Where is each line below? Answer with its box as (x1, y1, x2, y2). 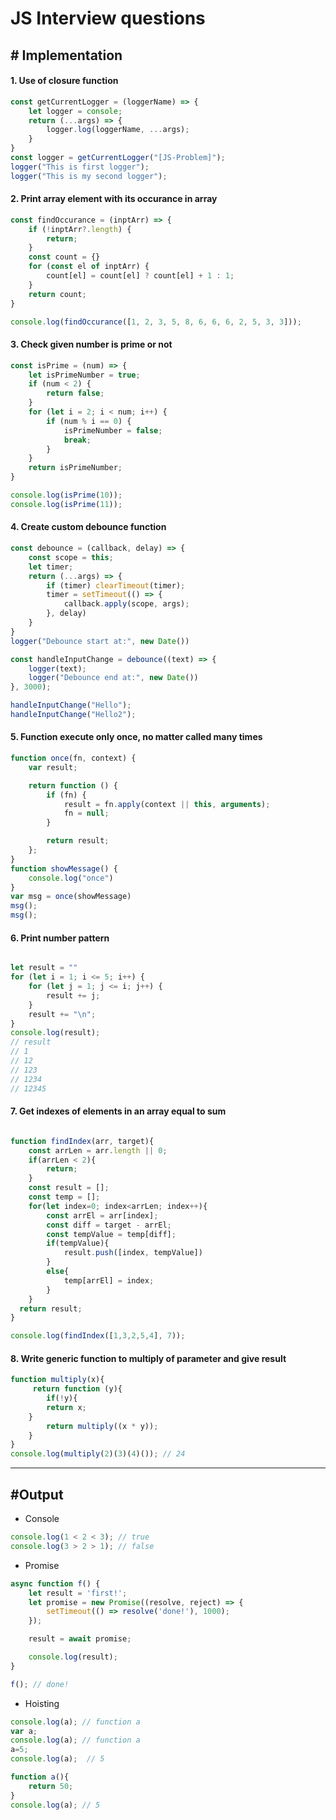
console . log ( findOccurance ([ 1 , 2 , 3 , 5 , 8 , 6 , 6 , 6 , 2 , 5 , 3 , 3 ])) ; (10, 317, 302, 327)
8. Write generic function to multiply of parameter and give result (10, 1352, 287, 1364)
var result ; (28, 762, 78, 772)
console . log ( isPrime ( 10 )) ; (10, 490, 123, 501)
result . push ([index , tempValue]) (63, 1248, 203, 1258)
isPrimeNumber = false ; (63, 425, 163, 436)
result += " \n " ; (28, 1009, 97, 1019)
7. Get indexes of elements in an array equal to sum (10, 1105, 227, 1117)
